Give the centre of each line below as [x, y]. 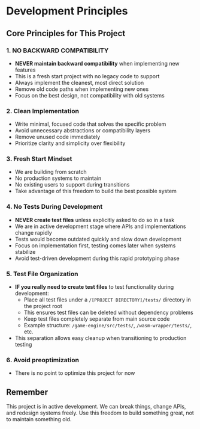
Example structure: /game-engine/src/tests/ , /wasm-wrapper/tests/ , [108, 326]
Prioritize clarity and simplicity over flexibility [70, 143]
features [25, 70]
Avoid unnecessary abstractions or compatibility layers [83, 131]
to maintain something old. [39, 419]
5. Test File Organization [42, 274]
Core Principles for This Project [66, 33]
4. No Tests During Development [54, 207]
